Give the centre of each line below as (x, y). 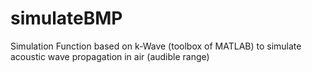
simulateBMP (66, 18)
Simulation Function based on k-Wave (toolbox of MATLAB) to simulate (156, 46)
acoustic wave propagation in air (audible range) (110, 56)
